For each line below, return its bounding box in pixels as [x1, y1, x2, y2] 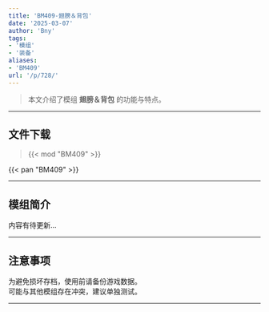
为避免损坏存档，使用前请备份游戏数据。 [8, 277, 142, 286]
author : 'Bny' [8, 26, 56, 34]
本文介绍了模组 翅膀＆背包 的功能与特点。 [27, 94, 166, 104]
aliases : [8, 57, 38, 65]
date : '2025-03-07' [8, 19, 74, 27]
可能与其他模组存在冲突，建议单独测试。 [8, 286, 142, 297]
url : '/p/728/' [8, 71, 59, 79]
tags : [8, 34, 26, 43]
